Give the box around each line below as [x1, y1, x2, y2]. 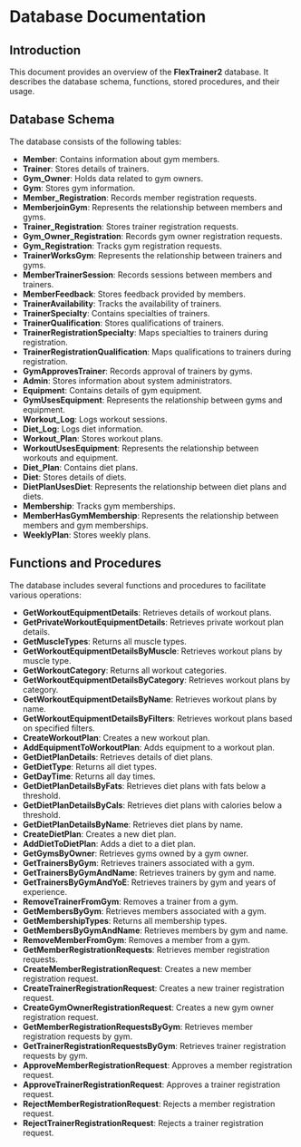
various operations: [9, 589, 82, 600]
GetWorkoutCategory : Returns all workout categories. [22, 665, 227, 676]
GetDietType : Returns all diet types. [22, 761, 157, 772]
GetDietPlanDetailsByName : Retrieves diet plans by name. [22, 819, 243, 830]
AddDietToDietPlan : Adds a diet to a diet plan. [22, 838, 197, 849]
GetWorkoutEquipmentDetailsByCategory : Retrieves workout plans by [22, 674, 290, 685]
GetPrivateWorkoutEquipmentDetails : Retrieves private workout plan [22, 617, 284, 627]
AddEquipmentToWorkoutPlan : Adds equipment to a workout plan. [22, 742, 275, 753]
